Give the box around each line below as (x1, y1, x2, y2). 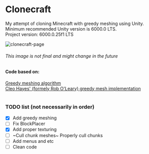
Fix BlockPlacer (12, 121, 46, 127)
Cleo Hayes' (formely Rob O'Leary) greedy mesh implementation (5, 85, 141, 91)
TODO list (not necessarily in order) (5, 103, 95, 110)
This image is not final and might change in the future (5, 53, 118, 59)
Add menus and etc (12, 138, 54, 144)
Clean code (12, 144, 37, 150)
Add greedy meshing (12, 115, 57, 121)
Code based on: (5, 69, 40, 75)
